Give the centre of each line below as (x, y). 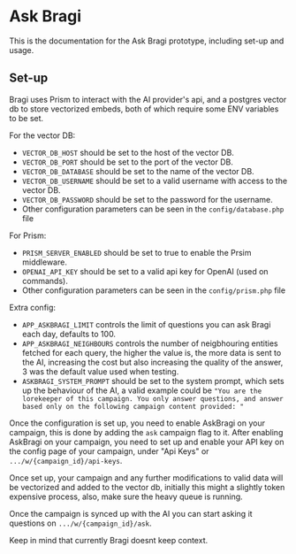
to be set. (27, 118)
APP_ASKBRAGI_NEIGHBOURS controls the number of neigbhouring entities (150, 343)
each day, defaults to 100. (69, 334)
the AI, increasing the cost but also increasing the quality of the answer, (152, 362)
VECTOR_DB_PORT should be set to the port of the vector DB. (128, 162)
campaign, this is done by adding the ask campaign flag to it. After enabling (146, 432)
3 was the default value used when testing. (100, 371)
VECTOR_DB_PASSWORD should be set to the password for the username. (148, 199)
